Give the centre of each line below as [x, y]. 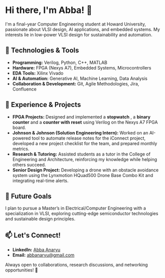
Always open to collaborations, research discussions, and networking [77, 265]
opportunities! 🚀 [22, 270]
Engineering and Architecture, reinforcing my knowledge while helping [85, 159]
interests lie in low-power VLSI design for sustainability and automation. [79, 34]
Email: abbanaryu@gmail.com [43, 255]
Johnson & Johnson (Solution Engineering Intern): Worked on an [80, 132]
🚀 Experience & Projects [43, 105]
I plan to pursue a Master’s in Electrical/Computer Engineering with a [76, 208]
